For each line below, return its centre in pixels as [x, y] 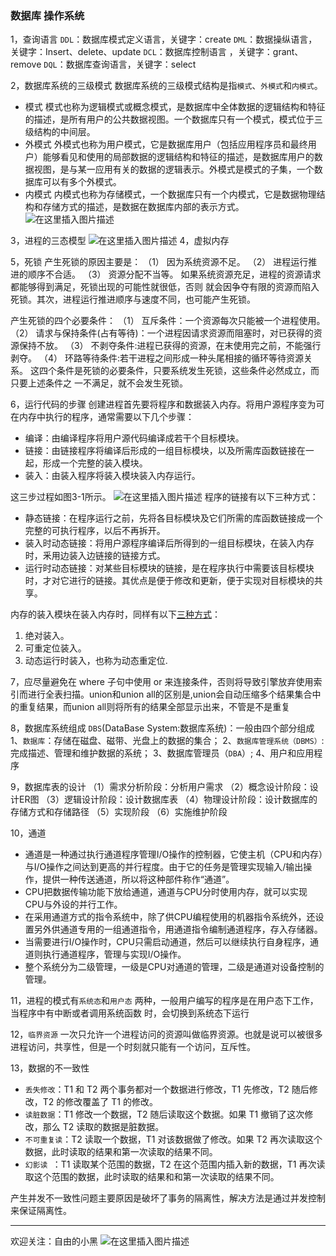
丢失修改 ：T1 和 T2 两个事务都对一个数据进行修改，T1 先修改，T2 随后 [167, 1089]
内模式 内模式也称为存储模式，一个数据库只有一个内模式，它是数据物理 [170, 194]
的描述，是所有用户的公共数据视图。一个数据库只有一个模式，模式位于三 [173, 119]
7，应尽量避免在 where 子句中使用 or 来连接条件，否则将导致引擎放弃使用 [162, 682]
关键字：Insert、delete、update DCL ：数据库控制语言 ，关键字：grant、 [157, 52]
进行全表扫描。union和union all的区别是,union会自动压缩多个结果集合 [170, 694]
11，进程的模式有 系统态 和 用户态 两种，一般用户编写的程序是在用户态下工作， [164, 1001]
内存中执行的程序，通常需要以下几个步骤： [106, 417]
